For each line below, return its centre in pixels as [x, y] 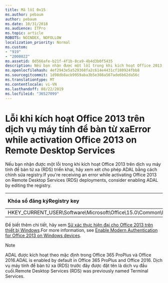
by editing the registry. [28, 185]
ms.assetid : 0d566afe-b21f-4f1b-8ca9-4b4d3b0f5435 [59, 61]
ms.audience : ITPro [25, 29]
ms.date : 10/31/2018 [27, 24]
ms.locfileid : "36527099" [32, 94]
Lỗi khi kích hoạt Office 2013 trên [75, 118]
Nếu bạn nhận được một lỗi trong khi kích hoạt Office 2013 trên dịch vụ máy [83, 164]
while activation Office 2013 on [71, 139]
